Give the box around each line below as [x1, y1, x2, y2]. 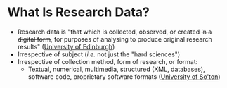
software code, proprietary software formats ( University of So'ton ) [27, 72, 221, 81]
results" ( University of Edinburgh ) [17, 42, 115, 51]
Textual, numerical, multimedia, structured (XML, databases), [27, 65, 205, 73]
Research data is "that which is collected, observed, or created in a [17, 27, 212, 36]
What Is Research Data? [7, 4, 150, 20]
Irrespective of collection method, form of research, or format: [17, 57, 198, 65]
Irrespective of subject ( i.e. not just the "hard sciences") [17, 50, 181, 58]
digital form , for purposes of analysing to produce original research [17, 34, 212, 43]
